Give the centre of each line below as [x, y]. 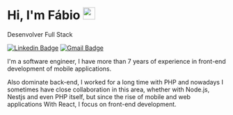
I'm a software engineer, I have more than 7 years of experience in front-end [116, 61]
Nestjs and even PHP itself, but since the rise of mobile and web [99, 96]
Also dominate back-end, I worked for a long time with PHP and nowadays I [115, 82]
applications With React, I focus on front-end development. [92, 104]
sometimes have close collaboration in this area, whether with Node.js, [109, 89]
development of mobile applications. [59, 69]
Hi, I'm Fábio [44, 16]
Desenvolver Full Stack [40, 34]
